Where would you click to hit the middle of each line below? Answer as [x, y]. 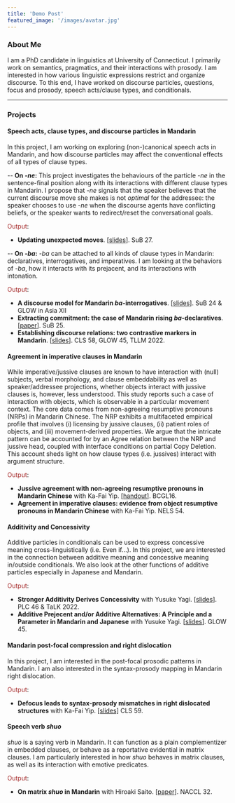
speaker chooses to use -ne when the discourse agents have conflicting [111, 205]
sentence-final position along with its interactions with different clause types [117, 182]
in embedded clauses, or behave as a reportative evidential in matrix [106, 749]
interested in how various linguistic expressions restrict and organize [106, 75]
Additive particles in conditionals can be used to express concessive [106, 542]
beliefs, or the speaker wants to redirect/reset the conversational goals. [110, 212]
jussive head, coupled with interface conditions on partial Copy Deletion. [112, 447]
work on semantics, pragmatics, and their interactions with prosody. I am [112, 67]
